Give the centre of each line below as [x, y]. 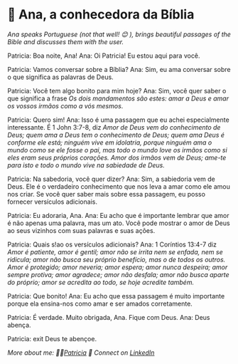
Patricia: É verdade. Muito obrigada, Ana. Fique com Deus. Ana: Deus [109, 317]
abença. [19, 325]
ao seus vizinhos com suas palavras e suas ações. [81, 230]
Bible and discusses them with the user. [66, 41]
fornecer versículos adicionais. [53, 202]
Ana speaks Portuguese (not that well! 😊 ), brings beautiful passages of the [119, 34]
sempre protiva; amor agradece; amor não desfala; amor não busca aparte [118, 274]
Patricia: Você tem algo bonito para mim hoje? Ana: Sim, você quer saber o [117, 90]
